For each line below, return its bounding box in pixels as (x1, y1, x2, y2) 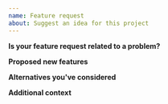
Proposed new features (8, 57, 88, 66)
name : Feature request (8, 11, 84, 20)
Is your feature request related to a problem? (8, 41, 161, 50)
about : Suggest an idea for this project (8, 19, 150, 27)
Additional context (8, 87, 72, 97)
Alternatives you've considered (8, 72, 117, 82)
